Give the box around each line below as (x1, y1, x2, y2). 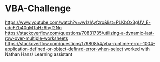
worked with (124, 46, 150, 52)
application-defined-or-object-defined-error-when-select (5, 46, 123, 52)
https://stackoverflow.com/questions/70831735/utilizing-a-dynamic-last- (5, 30, 155, 36)
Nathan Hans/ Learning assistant (5, 51, 73, 57)
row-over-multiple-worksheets (5, 35, 68, 41)
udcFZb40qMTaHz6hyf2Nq (5, 24, 62, 30)
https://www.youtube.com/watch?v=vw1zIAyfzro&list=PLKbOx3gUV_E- (5, 19, 151, 25)
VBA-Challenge (5, 3, 71, 14)
